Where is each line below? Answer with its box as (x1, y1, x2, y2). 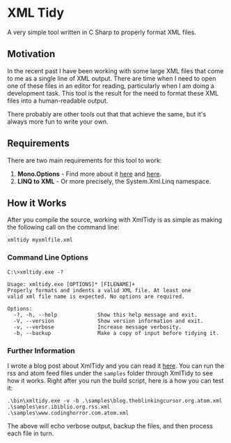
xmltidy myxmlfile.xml (7, 236, 73, 243)
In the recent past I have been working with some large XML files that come (7, 66, 224, 75)
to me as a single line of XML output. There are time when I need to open (7, 74, 216, 82)
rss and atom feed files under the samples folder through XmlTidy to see (7, 368, 214, 377)
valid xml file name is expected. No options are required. (7, 293, 186, 300)
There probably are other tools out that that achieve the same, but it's (7, 110, 207, 118)
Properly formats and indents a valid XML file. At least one (7, 287, 191, 294)
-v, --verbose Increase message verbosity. (13, 323, 182, 331)
